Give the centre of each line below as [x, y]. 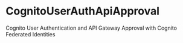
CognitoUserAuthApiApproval [83, 11]
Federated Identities [30, 34]
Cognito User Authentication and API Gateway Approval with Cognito [91, 28]
